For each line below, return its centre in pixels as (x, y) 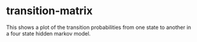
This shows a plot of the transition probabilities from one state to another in (99, 27)
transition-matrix (50, 11)
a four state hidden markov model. (48, 33)
